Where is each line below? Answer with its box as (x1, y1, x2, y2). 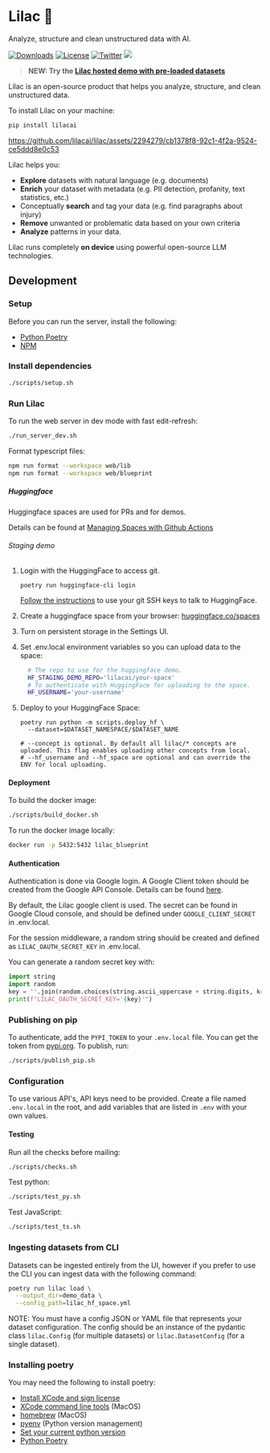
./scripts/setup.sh (8, 379, 74, 387)
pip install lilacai (8, 121, 78, 129)
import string (8, 972, 56, 981)
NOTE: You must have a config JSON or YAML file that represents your (8, 1314, 243, 1324)
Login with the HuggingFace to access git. (19, 566, 160, 575)
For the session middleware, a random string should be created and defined (8, 933, 260, 943)
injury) (19, 209, 42, 219)
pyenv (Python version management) (19, 1418, 143, 1429)
